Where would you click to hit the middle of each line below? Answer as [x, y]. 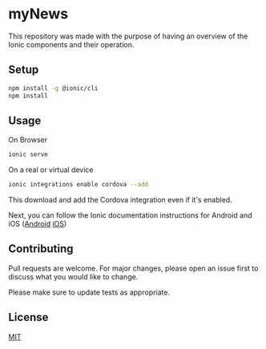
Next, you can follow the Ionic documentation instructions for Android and [130, 215]
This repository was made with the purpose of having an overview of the [128, 36]
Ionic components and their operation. [71, 44]
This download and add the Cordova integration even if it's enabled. [120, 200]
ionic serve [28, 154]
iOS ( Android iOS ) [38, 224]
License [28, 317]
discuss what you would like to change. [73, 276]
